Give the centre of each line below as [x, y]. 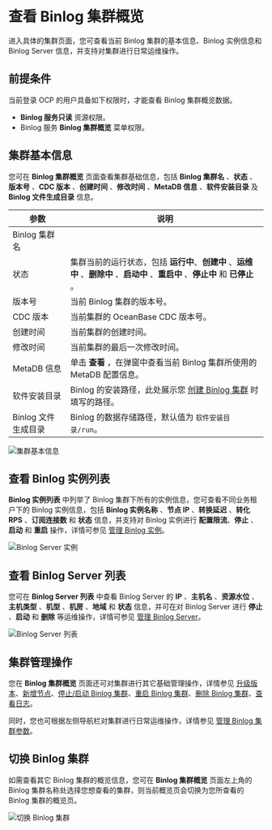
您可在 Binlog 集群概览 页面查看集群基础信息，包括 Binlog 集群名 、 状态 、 [133, 176]
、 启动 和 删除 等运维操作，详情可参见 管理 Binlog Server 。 [107, 617]
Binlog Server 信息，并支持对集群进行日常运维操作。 [96, 50]
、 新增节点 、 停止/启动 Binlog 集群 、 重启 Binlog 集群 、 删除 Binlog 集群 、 [136, 693]
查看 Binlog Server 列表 [67, 576]
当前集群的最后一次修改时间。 [127, 347]
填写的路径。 [95, 402]
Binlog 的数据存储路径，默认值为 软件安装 [147, 417]
